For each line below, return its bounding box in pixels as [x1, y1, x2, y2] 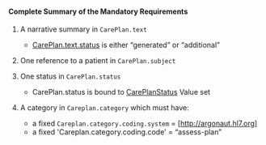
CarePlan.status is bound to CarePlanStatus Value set [32, 87, 211, 97]
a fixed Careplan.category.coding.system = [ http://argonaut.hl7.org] [32, 118, 258, 129]
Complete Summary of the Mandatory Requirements [8, 6, 188, 16]
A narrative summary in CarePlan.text [19, 24, 147, 34]
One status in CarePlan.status [19, 71, 121, 81]
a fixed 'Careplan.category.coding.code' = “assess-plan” [32, 127, 222, 137]
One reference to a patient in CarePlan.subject [19, 56, 176, 66]
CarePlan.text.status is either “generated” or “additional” [32, 41, 221, 50]
